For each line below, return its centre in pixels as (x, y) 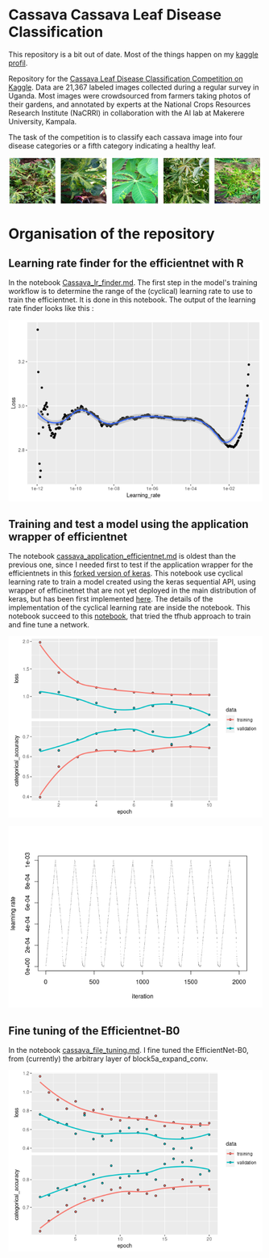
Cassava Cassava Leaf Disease (115, 15)
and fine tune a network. (49, 625)
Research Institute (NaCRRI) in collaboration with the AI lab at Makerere (126, 113)
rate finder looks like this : (51, 308)
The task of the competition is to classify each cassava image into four (126, 137)
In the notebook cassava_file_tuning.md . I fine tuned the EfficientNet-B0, (128, 1050)
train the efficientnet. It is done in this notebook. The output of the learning (132, 300)
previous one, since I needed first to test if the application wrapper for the (131, 565)
